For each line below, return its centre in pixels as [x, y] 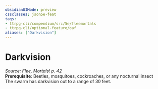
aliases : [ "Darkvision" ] [31, 33]
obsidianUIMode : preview [31, 10]
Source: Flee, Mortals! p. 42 [33, 71]
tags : [11, 19]
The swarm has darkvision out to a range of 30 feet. [58, 81]
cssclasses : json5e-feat [31, 14]
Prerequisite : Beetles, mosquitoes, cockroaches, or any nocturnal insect [79, 76]
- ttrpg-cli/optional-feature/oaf [41, 28]
